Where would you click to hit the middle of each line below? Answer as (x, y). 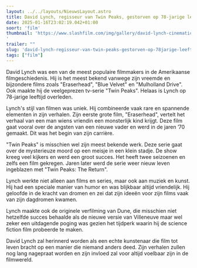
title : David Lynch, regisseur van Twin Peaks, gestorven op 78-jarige (95, 17)
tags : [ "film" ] (25, 55)
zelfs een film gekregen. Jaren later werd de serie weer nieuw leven (88, 163)
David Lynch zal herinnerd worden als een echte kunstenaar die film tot (92, 240)
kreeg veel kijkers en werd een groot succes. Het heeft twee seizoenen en (96, 157)
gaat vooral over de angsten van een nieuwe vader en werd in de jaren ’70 (96, 127)
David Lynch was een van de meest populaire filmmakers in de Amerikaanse (98, 72)
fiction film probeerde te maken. (45, 229)
